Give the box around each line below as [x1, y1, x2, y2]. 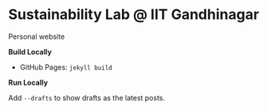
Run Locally [8, 78, 49, 87]
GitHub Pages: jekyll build [19, 62, 113, 72]
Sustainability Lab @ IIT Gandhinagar [8, 6, 260, 24]
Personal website [8, 32, 65, 41]
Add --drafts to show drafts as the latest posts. [8, 93, 166, 102]
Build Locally [8, 47, 52, 56]
